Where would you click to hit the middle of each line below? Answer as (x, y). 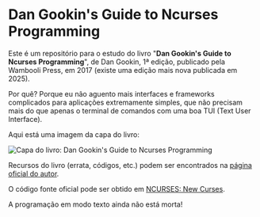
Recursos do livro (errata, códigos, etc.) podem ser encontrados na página (130, 165)
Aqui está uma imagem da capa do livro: (74, 134)
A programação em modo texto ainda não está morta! (96, 204)
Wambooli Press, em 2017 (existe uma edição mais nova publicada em (123, 70)
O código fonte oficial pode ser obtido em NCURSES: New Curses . (117, 188)
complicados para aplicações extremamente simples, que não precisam (126, 102)
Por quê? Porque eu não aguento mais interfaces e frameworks (112, 93)
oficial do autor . (34, 173)
